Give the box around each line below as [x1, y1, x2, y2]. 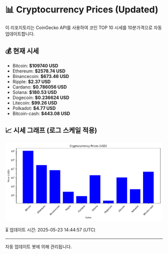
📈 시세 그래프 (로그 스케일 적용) [5, 126, 97, 135]
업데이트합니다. [5, 30, 35, 36]
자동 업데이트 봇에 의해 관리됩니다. [5, 243, 72, 249]
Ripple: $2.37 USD [12, 78, 51, 84]
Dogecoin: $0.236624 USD [12, 94, 69, 100]
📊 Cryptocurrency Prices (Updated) [5, 4, 158, 15]
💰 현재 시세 [5, 47, 39, 55]
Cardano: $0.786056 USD [12, 83, 67, 90]
